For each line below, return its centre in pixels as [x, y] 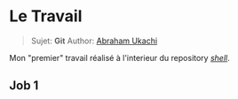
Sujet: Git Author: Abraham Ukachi [94, 41]
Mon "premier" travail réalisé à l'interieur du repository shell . [119, 57]
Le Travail [46, 16]
